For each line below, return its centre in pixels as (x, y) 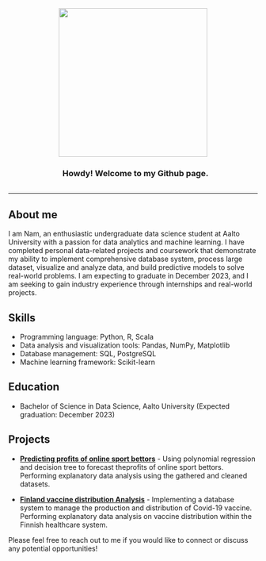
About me (33, 215)
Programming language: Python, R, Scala (87, 336)
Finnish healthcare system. (64, 524)
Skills (22, 318)
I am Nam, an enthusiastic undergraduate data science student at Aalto (124, 234)
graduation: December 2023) (67, 414)
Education (34, 387)
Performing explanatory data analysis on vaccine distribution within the (135, 516)
